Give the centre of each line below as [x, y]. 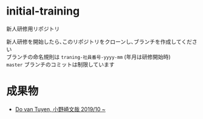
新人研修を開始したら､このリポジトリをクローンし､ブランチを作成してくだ [99, 41]
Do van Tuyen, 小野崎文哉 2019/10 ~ [60, 109]
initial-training [43, 11]
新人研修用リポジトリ [33, 29]
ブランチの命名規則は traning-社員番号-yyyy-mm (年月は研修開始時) [89, 56]
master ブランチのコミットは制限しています [60, 64]
